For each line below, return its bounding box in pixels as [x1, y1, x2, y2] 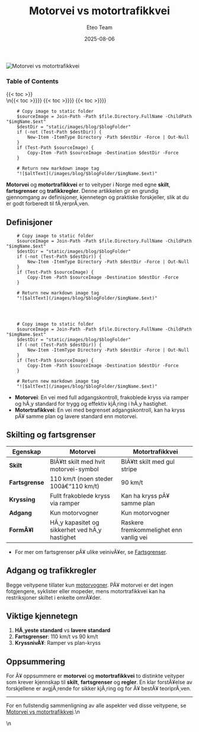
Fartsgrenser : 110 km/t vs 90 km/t [14, 633, 98, 640]
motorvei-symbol [50, 464, 99, 473]
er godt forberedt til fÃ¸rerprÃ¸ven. [6, 200, 90, 207]
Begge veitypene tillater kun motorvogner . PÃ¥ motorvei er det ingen [6, 581, 174, 588]
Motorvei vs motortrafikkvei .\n [6, 708, 80, 715]
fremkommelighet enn [121, 526, 182, 534]
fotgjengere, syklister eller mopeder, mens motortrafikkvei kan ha [6, 587, 166, 594]
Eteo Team [86, 24, 113, 31]
